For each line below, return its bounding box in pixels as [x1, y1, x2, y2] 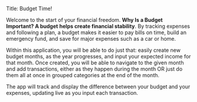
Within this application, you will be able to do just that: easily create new [6, 47, 181, 54]
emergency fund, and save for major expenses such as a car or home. [6, 35, 176, 42]
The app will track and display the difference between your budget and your [6, 83, 191, 90]
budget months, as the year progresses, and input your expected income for [6, 53, 191, 60]
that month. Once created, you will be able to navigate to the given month [6, 59, 184, 66]
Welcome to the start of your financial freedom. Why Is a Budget [6, 17, 163, 23]
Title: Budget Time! [6, 5, 52, 12]
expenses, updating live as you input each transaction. [6, 90, 138, 96]
